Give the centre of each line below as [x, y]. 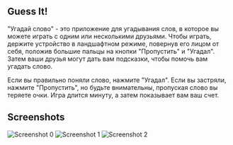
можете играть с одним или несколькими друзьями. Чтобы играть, [109, 36]
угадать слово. [30, 66]
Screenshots [36, 117]
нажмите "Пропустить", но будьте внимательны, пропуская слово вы [113, 87]
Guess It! [28, 12]
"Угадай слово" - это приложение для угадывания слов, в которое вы [113, 28]
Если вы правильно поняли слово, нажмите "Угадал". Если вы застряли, [117, 80]
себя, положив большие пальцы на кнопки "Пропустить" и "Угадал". [111, 51]
